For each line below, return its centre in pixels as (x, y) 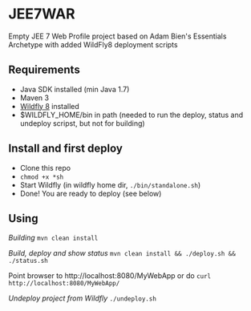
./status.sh (28, 261)
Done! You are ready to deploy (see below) (91, 193)
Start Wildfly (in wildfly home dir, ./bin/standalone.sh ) (110, 184)
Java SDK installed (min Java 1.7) (75, 89)
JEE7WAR (42, 14)
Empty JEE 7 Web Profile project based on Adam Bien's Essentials (117, 36)
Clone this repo (45, 168)
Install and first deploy (65, 149)
